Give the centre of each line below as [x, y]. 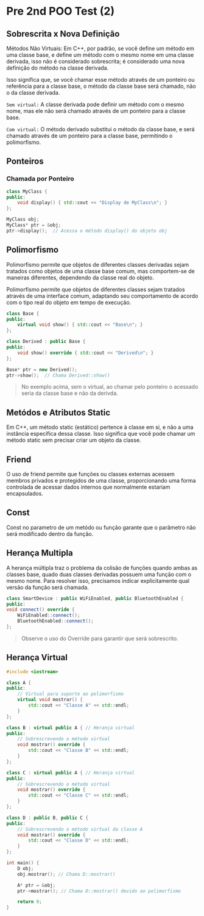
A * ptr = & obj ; [37, 885]
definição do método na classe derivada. [58, 68]
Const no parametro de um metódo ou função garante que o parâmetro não [101, 527]
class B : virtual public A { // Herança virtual [71, 727]
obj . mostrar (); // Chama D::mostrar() [66, 874]
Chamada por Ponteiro [40, 179]
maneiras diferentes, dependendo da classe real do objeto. [80, 277]
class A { [19, 683]
